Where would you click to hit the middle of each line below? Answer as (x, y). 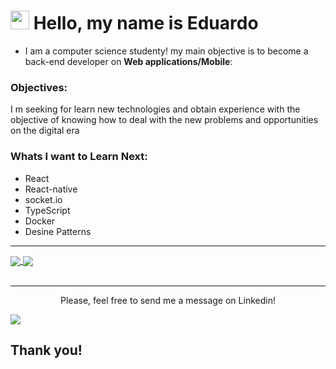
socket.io (43, 199)
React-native (51, 189)
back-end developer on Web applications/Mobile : (128, 61)
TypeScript (47, 210)
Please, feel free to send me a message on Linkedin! (168, 300)
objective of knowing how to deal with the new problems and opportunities (164, 120)
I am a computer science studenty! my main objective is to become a (166, 51)
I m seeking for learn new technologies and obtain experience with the (155, 109)
